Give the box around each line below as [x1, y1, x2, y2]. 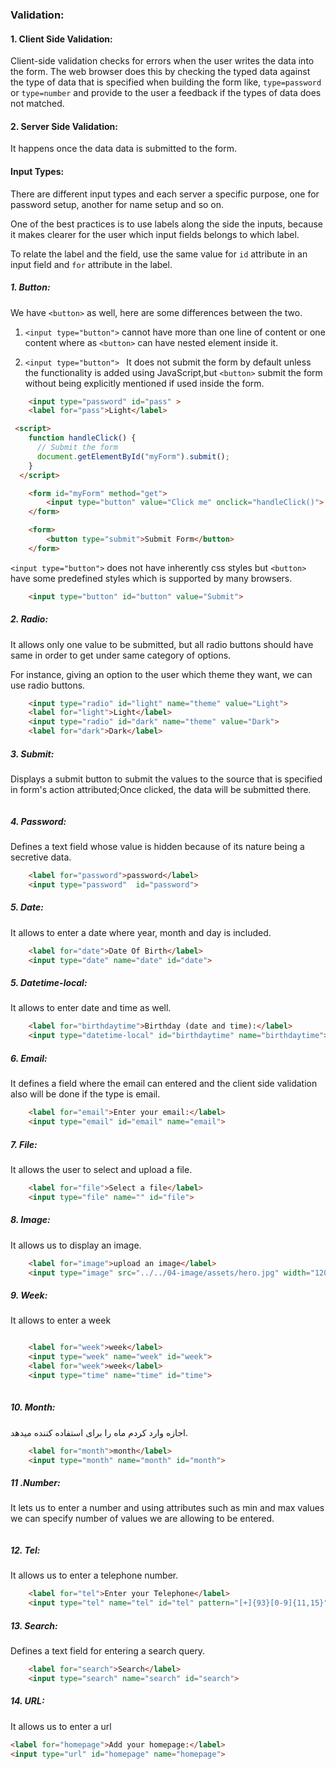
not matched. [10, 98, 65, 110]
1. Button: [10, 281, 51, 293]
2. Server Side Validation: [10, 120, 118, 132]
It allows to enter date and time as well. [10, 1002, 172, 1014]
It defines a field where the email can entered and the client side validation [10, 1078, 318, 1090]
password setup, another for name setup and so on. [10, 198, 225, 210]
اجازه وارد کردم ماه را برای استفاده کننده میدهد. [10, 1426, 188, 1438]
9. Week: [10, 1289, 48, 1301]
